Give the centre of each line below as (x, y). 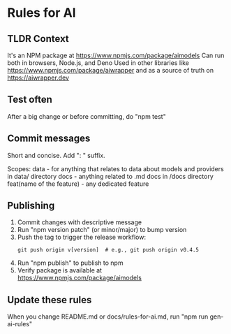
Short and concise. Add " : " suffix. (57, 155)
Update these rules (50, 299)
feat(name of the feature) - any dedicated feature (78, 184)
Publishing (31, 206)
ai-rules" (20, 324)
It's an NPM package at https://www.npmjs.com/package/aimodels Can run (116, 55)
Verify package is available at (60, 270)
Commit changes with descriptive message (79, 222)
